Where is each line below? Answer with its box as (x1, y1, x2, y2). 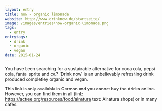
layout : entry (5, 7, 34, 12)
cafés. (5, 101, 18, 108)
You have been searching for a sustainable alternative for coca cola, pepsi (5, 66, 155, 72)
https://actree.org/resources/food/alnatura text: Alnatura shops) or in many (5, 96, 157, 102)
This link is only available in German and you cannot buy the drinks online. (5, 86, 155, 92)
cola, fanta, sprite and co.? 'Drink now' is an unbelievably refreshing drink (5, 71, 154, 77)
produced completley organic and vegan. (5, 76, 88, 82)
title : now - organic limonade (5, 12, 69, 17)
